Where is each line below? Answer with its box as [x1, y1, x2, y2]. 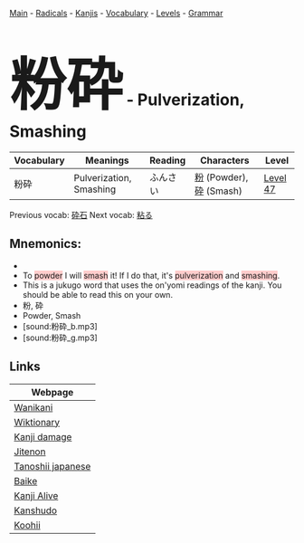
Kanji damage [14, 430, 72, 443]
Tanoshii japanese [14, 460, 91, 472]
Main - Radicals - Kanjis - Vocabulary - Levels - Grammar [9, 8, 223, 18]
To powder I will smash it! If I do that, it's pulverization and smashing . [22, 270, 280, 281]
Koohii [14, 519, 41, 531]
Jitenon [14, 445, 46, 458]
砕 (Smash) [194, 185, 242, 197]
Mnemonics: [9, 236, 82, 252]
